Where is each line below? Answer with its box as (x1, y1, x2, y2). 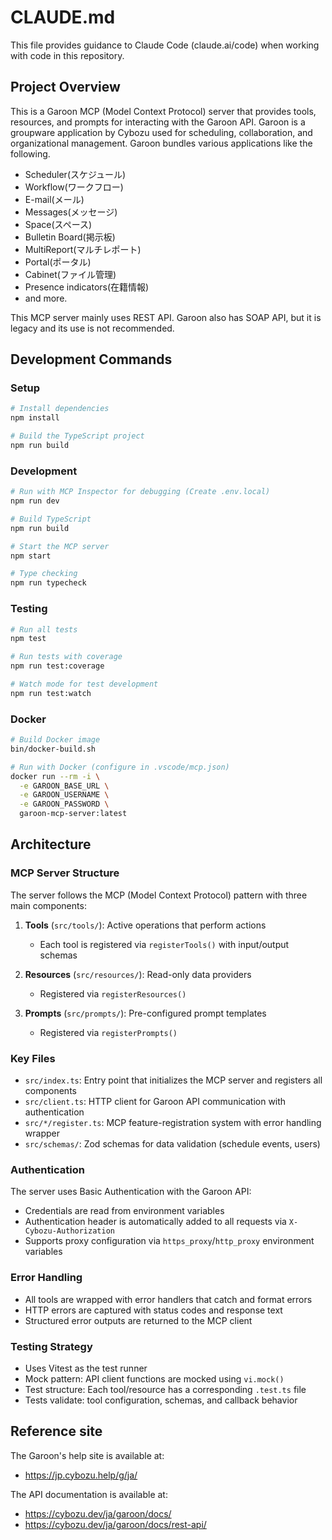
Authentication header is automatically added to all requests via (24, 1216, 287, 1228)
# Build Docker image (10, 735, 101, 745)
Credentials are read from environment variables (24, 1205, 225, 1217)
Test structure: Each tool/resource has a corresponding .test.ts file (24, 1383, 307, 1395)
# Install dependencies (10, 404, 110, 414)
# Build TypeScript (10, 514, 92, 524)
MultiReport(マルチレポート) (24, 243, 142, 255)
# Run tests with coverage (10, 652, 123, 662)
